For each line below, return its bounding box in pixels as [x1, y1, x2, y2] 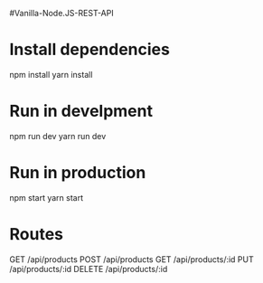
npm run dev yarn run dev [9, 130, 107, 141]
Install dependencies [9, 40, 170, 60]
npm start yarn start [9, 192, 84, 203]
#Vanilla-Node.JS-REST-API [9, 8, 115, 18]
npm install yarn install [9, 69, 93, 80]
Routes [9, 224, 63, 244]
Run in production [9, 163, 146, 184]
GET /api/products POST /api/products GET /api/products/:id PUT [9, 253, 255, 265]
